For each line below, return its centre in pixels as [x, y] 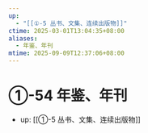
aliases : [23, 38]
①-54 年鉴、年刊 [68, 96]
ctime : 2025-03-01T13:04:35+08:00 [67, 31]
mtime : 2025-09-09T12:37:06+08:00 [67, 53]
